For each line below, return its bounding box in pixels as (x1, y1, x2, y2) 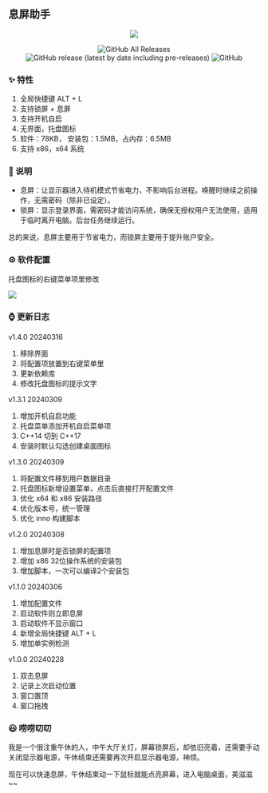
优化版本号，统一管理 (19, 504, 90, 513)
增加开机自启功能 (19, 411, 77, 420)
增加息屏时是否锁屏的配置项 (19, 546, 112, 556)
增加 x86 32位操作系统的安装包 (19, 556, 122, 565)
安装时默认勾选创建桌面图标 (19, 441, 112, 450)
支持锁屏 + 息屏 (19, 104, 71, 114)
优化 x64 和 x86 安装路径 (19, 494, 102, 503)
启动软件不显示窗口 (19, 619, 84, 628)
